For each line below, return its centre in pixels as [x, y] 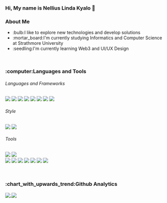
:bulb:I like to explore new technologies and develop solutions [76, 33]
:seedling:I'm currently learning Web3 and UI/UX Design [71, 49]
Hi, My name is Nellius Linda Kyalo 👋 [50, 8]
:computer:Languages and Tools [46, 72]
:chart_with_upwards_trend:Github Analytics [61, 184]
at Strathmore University [38, 43]
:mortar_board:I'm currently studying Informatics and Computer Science [87, 38]
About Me [18, 21]
